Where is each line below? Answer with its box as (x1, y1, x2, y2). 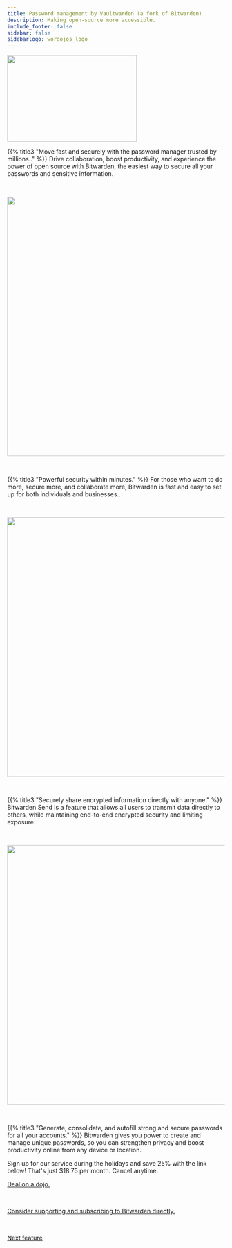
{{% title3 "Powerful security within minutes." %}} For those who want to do (7, 476, 223, 484)
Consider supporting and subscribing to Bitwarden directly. (7, 1207, 175, 1215)
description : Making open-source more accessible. (7, 17, 156, 24)
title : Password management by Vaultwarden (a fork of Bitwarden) (7, 10, 202, 17)
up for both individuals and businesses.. (7, 490, 121, 498)
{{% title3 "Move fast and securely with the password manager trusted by (7, 147, 217, 156)
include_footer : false (7, 23, 72, 30)
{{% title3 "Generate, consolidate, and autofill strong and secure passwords (7, 1124, 223, 1132)
